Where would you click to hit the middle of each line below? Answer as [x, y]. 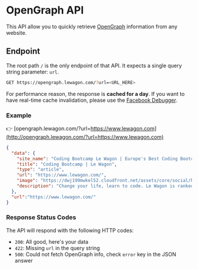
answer [24, 260]
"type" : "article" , [41, 170]
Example [19, 115]
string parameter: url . [33, 72]
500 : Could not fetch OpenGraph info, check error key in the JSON [95, 254]
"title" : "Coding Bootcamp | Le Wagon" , [67, 164]
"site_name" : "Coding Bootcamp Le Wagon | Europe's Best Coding [97, 159]
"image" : [27, 181]
